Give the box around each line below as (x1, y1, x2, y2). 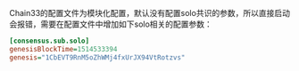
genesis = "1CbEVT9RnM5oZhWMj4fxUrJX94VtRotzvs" (9, 52, 186, 62)
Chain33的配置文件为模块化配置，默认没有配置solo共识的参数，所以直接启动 (9, 8, 290, 18)
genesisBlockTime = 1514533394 (9, 44, 118, 53)
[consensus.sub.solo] (9, 36, 90, 45)
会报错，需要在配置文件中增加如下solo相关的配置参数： (9, 19, 212, 29)
